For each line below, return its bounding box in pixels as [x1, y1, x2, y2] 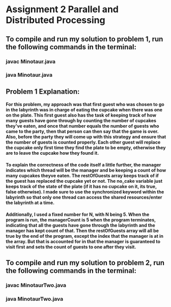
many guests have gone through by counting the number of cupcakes [6, 118, 157, 124]
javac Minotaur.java [6, 58, 55, 65]
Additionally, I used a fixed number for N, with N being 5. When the [6, 211, 150, 217]
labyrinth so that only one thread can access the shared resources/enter [6, 194, 162, 200]
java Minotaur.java [6, 71, 53, 78]
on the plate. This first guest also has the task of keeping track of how [6, 112, 157, 118]
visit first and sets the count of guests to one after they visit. [6, 243, 136, 250]
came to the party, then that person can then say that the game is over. [6, 128, 159, 134]
